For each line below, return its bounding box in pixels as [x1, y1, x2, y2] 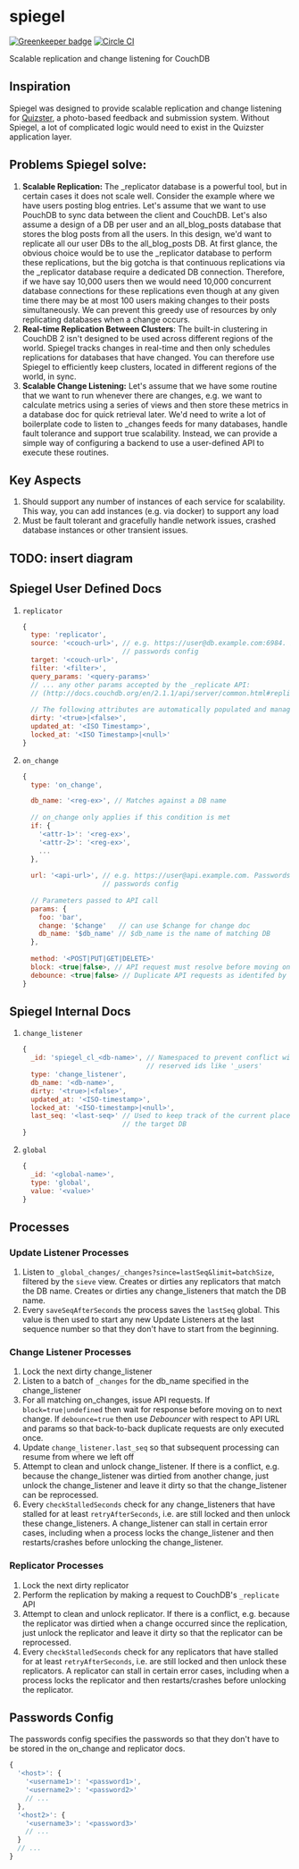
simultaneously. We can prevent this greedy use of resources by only [21, 304, 277, 315]
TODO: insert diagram [9, 551, 134, 566]
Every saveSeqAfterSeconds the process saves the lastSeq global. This [21, 1305, 280, 1316]
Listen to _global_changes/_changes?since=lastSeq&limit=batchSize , [21, 1267, 275, 1277]
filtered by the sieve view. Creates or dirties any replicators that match [21, 1276, 281, 1287]
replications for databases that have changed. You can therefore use [21, 351, 275, 363]
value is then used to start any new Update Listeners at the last [21, 1314, 254, 1325]
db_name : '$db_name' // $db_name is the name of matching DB [38, 930, 270, 939]
